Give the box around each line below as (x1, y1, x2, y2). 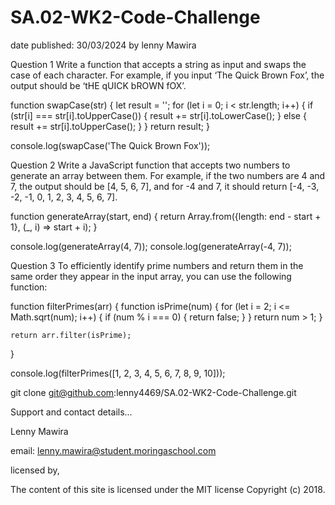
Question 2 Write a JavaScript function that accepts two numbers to (10, 159, 291, 171)
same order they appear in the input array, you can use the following (10, 270, 292, 282)
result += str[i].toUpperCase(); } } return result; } (10, 120, 210, 132)
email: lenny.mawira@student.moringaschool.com (10, 444, 217, 456)
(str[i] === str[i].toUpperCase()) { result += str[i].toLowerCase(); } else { (10, 109, 307, 121)
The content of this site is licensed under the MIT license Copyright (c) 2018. (10, 483, 326, 495)
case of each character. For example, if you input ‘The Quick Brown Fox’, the (10, 69, 325, 81)
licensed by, (10, 464, 60, 476)
